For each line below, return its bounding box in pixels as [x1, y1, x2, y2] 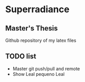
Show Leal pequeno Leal [12, 71, 65, 77]
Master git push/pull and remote [12, 65, 80, 72]
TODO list [5, 52, 37, 61]
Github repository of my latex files [5, 37, 76, 43]
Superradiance [5, 4, 70, 15]
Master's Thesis [5, 24, 58, 33]
